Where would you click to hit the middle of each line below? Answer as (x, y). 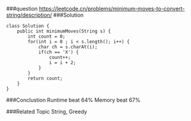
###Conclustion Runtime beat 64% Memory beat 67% (73, 100)
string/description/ (29, 15)
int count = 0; (47, 37)
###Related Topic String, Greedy (47, 111)
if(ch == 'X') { (58, 52)
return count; (45, 78)
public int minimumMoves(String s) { (64, 31)
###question (22, 9)
